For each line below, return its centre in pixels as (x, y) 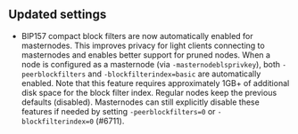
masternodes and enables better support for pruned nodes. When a (146, 55)
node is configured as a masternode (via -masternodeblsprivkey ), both (151, 64)
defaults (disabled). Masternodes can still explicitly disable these (140, 102)
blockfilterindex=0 (58, 122)
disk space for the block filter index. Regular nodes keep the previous (149, 92)
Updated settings (58, 15)
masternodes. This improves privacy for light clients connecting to (143, 45)
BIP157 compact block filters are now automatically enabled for (137, 35)
